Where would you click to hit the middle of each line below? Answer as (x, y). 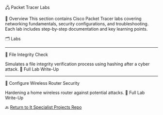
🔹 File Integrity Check (27, 55)
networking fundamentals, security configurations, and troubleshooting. (77, 24)
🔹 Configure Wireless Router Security (42, 83)
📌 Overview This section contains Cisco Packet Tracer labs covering (73, 19)
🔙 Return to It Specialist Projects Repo (43, 107)
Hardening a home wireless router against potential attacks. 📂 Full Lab (75, 93)
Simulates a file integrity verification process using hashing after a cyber (77, 64)
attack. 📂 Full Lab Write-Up (32, 69)
